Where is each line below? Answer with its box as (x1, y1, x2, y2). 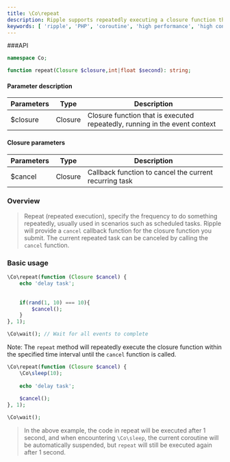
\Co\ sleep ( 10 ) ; (19, 370, 63, 376)
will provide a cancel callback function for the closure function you (23, 227, 212, 235)
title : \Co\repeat (7, 10, 60, 17)
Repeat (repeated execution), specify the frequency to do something (23, 211, 218, 220)
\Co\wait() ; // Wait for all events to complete (7, 331, 149, 337)
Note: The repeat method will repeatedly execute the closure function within (7, 343, 222, 351)
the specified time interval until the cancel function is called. (7, 350, 177, 358)
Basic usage (7, 258, 49, 268)
